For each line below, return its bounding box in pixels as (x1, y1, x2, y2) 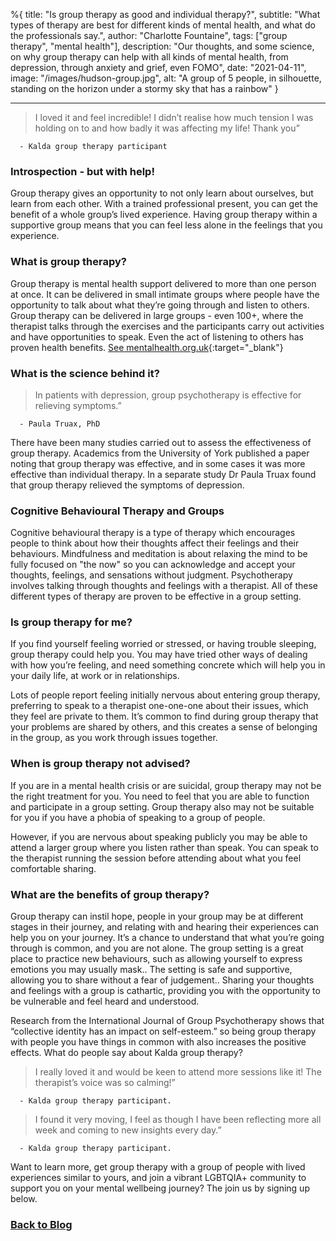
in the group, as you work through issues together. (10, 732, 218, 744)
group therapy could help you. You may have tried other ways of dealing (10, 649, 308, 661)
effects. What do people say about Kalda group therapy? (10, 1047, 243, 1059)
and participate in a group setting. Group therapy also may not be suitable (10, 800, 315, 813)
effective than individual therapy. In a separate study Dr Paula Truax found (10, 468, 317, 480)
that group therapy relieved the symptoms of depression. (10, 479, 245, 491)
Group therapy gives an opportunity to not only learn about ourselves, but (10, 187, 314, 199)
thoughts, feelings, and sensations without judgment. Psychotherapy (10, 569, 293, 581)
